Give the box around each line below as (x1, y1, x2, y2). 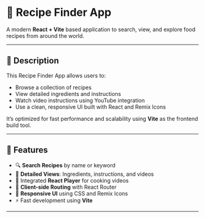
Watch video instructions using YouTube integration (15, 96, 145, 104)
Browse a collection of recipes (15, 84, 92, 91)
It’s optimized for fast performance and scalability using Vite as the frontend (6, 115, 198, 122)
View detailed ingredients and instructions (15, 90, 121, 97)
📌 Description (6, 56, 59, 66)
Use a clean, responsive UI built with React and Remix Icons (15, 103, 166, 111)
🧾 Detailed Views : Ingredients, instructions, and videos (15, 170, 154, 178)
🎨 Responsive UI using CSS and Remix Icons (15, 189, 128, 197)
